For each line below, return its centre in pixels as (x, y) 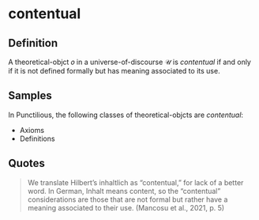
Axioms (32, 130)
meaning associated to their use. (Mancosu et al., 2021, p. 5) (126, 207)
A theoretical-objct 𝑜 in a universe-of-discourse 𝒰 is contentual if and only (129, 62)
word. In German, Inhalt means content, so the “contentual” (124, 191)
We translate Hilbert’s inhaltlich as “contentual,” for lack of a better (135, 182)
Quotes (27, 163)
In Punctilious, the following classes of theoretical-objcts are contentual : (126, 115)
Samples (30, 96)
